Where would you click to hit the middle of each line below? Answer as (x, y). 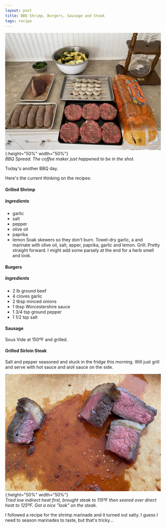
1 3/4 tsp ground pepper (37, 312)
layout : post (19, 10)
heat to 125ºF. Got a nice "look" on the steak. (51, 505)
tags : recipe (19, 21)
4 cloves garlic (27, 296)
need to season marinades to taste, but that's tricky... (59, 520)
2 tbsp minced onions (34, 301)
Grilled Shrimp (20, 189)
